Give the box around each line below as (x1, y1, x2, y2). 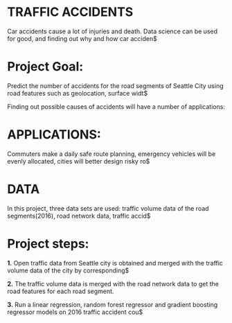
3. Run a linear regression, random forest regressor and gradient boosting (7, 300, 218, 308)
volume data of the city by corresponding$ (7, 266, 130, 274)
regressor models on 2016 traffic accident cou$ (7, 308, 143, 316)
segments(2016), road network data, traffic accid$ (7, 211, 151, 220)
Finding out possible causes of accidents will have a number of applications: (7, 102, 225, 111)
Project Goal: (7, 59, 84, 75)
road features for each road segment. (7, 287, 114, 295)
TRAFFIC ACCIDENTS (7, 4, 134, 20)
